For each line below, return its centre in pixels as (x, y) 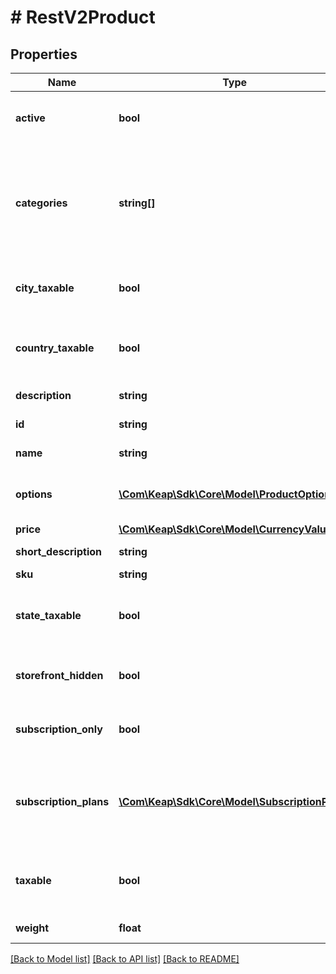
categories (41, 203)
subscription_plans (62, 801)
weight (32, 928)
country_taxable (55, 348)
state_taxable (48, 615)
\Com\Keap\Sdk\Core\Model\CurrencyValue (225, 529)
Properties (44, 54)
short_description (59, 551)
